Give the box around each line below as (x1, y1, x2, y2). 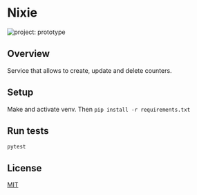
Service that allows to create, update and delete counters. (7, 66, 172, 74)
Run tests (7, 125, 49, 137)
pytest (7, 144, 26, 151)
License (7, 162, 42, 174)
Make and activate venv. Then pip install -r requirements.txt (7, 105, 191, 113)
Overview (7, 48, 50, 60)
